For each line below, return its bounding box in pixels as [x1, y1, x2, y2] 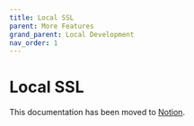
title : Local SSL [9, 13, 75, 22]
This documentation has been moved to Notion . [9, 107, 186, 118]
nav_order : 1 [9, 38, 58, 48]
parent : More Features [9, 22, 94, 31]
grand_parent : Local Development [9, 30, 135, 39]
